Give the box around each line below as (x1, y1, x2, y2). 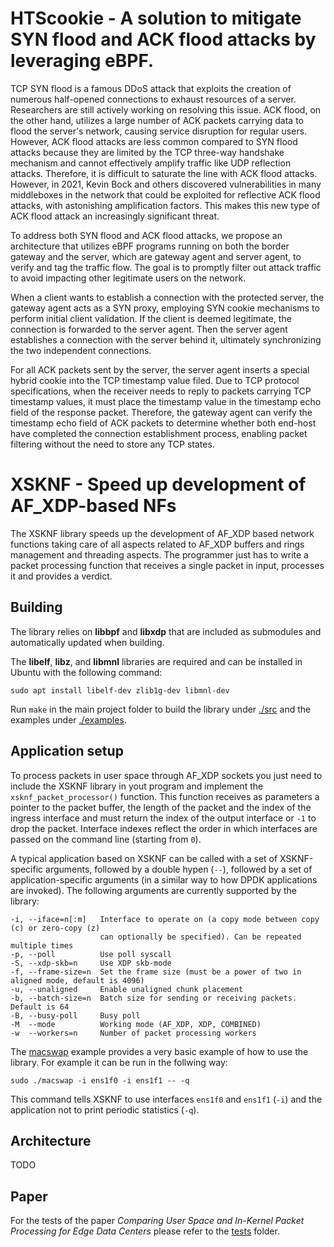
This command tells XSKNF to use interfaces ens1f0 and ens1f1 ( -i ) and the (10, 1093, 323, 1105)
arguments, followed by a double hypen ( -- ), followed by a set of (45, 863, 313, 875)
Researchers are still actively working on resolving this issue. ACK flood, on (10, 103, 322, 116)
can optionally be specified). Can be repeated (99, 932, 302, 942)
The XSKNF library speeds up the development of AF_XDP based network (10, 527, 315, 539)
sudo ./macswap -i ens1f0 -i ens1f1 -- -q (10, 1075, 190, 1086)
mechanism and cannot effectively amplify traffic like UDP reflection (10, 157, 292, 169)
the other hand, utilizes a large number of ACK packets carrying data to (10, 114, 304, 126)
